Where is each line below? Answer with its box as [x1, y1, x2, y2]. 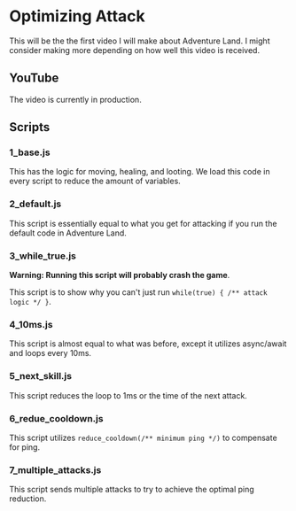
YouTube [9, 71, 59, 86]
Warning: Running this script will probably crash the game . [9, 270, 230, 281]
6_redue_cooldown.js [9, 412, 104, 424]
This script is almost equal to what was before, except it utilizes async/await [9, 338, 287, 349]
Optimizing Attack [9, 6, 146, 27]
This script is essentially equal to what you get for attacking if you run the [9, 218, 277, 228]
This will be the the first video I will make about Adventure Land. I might [9, 35, 270, 46]
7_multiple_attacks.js [9, 463, 102, 476]
